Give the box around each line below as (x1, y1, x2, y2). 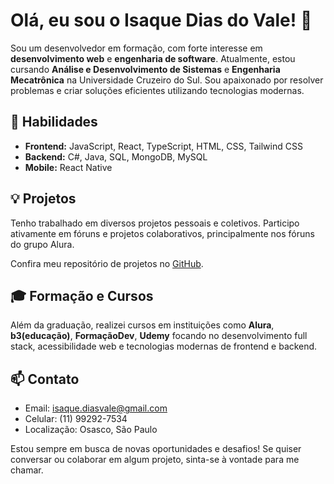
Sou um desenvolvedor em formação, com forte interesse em (10, 42, 263, 54)
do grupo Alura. (10, 238, 75, 250)
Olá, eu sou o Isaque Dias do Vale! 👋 (10, 9, 313, 32)
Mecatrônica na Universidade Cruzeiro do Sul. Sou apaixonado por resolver (10, 74, 324, 86)
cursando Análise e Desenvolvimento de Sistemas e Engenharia (10, 63, 281, 75)
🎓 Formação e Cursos (10, 287, 154, 304)
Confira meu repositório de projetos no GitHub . (10, 257, 204, 269)
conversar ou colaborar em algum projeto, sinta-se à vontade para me (10, 454, 300, 466)
